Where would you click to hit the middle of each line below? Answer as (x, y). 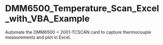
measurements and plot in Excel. (38, 37)
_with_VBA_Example (47, 19)
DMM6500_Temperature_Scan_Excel (82, 8)
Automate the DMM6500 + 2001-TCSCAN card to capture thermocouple (78, 32)
